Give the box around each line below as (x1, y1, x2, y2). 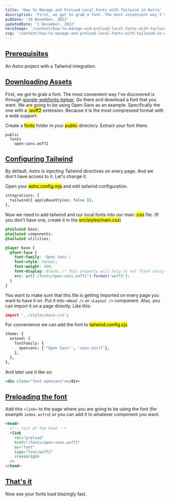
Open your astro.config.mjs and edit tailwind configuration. (5, 183, 128, 190)
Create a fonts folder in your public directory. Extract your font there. (5, 122, 148, 128)
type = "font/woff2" (14, 449, 53, 454)
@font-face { (10, 250, 37, 255)
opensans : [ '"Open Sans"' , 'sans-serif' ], (18, 346, 110, 351)
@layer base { (5, 245, 35, 250)
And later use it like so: (5, 369, 53, 375)
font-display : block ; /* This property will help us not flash (14, 269, 151, 274)
